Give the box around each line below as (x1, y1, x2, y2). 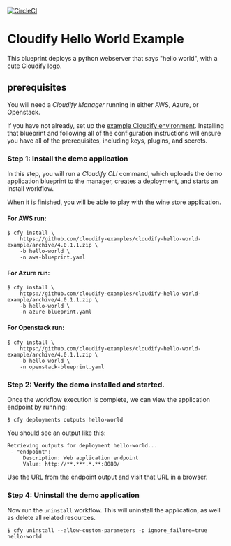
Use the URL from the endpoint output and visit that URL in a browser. (7, 473, 208, 481)
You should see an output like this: (7, 429, 106, 437)
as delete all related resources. (7, 514, 96, 522)
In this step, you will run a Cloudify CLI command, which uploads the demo (7, 170, 223, 178)
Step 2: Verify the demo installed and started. (7, 380, 165, 389)
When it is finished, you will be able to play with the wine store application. (7, 198, 221, 206)
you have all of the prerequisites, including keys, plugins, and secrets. (7, 136, 208, 145)
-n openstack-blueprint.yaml (20, 364, 105, 371)
